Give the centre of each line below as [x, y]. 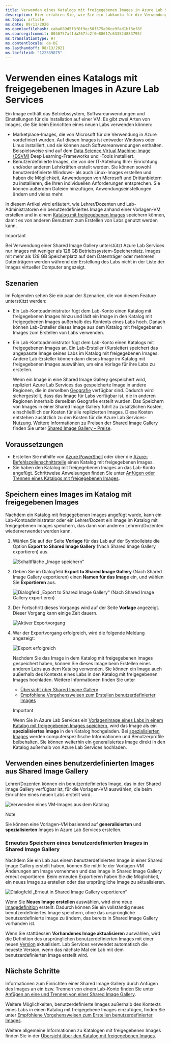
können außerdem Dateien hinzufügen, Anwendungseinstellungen [82, 189]
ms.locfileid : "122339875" [34, 53]
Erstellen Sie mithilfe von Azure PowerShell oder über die [72, 457]
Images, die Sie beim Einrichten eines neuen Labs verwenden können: [79, 125]
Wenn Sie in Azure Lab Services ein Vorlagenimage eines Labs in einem [88, 720]
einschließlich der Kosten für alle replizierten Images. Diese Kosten [83, 412]
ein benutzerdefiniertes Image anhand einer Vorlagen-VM [100, 209]
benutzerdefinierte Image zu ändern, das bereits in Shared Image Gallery [82, 918]
